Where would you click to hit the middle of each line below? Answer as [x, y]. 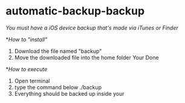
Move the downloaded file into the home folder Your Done [86, 57]
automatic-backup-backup [75, 11]
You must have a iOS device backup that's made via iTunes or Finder [92, 28]
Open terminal [32, 81]
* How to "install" [27, 39]
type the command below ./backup [58, 87]
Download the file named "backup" [58, 51]
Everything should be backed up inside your [69, 93]
